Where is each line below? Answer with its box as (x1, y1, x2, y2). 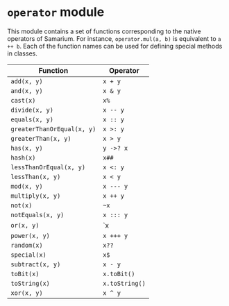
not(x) (10, 201, 33, 209)
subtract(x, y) (10, 260, 61, 268)
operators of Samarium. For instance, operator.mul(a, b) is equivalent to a (7, 34, 221, 42)
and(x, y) (10, 87, 43, 94)
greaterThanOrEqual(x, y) (10, 125, 96, 133)
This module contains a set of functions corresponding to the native (7, 27, 201, 35)
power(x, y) (10, 232, 51, 239)
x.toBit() (103, 270, 135, 278)
